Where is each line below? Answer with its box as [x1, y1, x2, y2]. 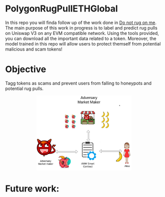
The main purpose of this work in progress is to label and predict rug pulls [5, 24, 157, 30]
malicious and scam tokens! [5, 46, 62, 52]
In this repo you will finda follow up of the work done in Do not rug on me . [5, 19, 156, 25]
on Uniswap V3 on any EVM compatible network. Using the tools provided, [5, 30, 159, 36]
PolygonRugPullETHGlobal [5, 3, 118, 14]
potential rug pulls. [5, 85, 44, 91]
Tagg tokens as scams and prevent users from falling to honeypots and [5, 80, 151, 86]
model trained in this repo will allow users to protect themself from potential [5, 40, 161, 46]
